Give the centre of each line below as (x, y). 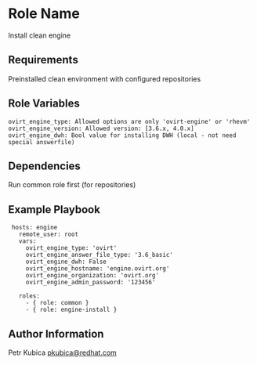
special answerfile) (42, 142)
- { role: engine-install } (71, 310)
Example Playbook (54, 210)
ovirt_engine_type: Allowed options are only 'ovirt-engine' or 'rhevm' (129, 121)
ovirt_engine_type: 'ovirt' (71, 248)
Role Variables (44, 104)
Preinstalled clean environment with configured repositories (105, 78)
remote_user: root (49, 235)
